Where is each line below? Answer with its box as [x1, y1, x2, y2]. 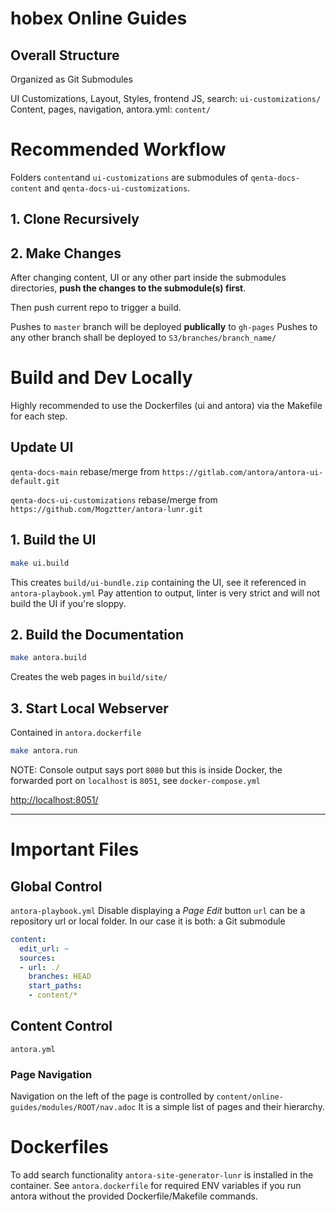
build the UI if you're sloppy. [10, 597, 127, 609]
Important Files [10, 838, 140, 861]
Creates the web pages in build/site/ [10, 671, 168, 683]
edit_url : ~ [19, 943, 70, 954]
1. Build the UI [10, 532, 97, 549]
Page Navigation [10, 1067, 93, 1081]
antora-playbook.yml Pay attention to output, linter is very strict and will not [10, 587, 321, 599]
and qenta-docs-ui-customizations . [44, 182, 191, 194]
